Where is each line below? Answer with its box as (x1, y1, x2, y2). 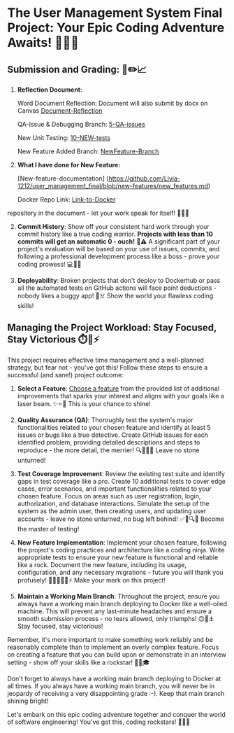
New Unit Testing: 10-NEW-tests (17, 134, 110, 141)
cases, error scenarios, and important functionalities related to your (17, 484, 212, 493)
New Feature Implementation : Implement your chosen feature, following (17, 538, 227, 547)
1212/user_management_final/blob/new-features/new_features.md (17, 182, 208, 190)
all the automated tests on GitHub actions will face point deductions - (17, 284, 217, 292)
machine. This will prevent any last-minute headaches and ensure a (17, 607, 212, 615)
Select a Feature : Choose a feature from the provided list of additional (17, 384, 220, 393)
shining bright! (7, 697, 49, 705)
